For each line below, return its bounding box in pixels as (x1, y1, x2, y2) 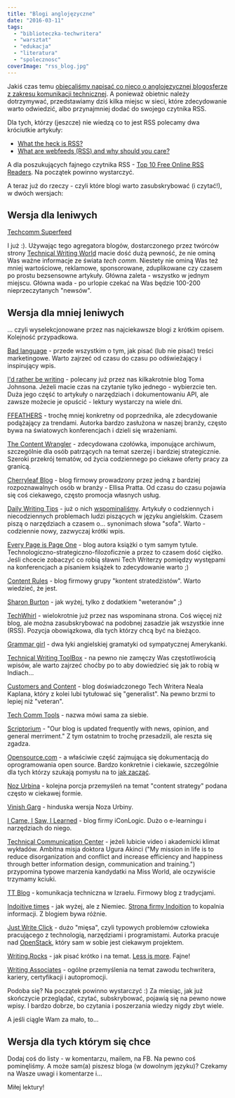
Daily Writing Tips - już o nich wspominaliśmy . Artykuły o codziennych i (7, 505, 214, 513)
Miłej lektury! (7, 1083, 45, 1092)
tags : (7, 23, 23, 30)
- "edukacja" (13, 43, 52, 50)
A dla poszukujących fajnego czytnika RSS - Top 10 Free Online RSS (7, 160, 205, 169)
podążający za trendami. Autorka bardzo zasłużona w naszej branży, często (7, 419, 227, 427)
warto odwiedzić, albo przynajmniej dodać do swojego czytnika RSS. (7, 104, 207, 113)
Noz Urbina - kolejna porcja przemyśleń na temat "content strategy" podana (7, 782, 228, 790)
